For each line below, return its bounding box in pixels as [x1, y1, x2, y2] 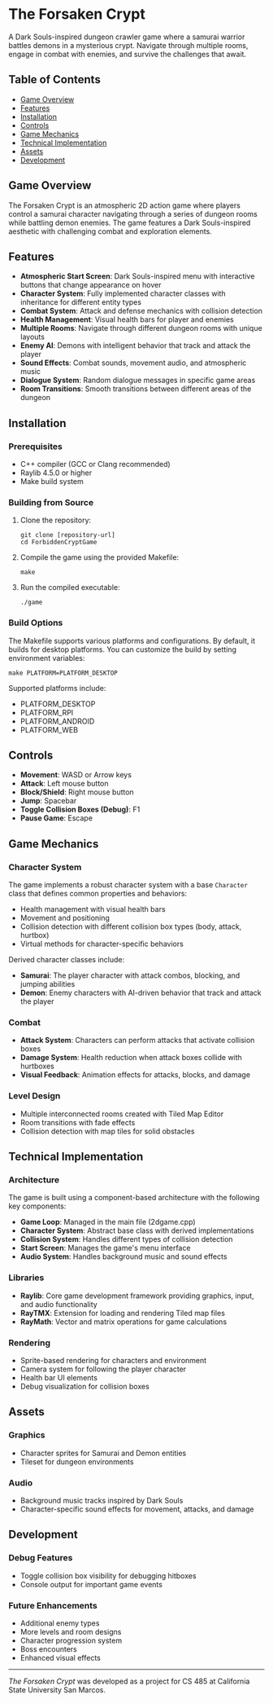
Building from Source [8, 496, 94, 508]
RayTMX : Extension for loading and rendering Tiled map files [19, 1308, 226, 1318]
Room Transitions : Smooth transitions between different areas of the [19, 384, 252, 394]
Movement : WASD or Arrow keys [19, 770, 132, 780]
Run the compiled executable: [19, 583, 120, 592]
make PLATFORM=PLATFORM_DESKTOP [8, 669, 118, 677]
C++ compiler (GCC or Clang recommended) [19, 460, 171, 469]
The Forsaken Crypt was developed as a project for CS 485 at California [8, 1676, 250, 1686]
